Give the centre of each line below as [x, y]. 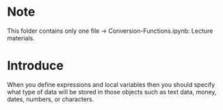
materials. [21, 38]
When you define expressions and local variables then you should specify [111, 84]
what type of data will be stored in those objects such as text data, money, [112, 92]
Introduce [35, 66]
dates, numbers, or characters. [51, 99]
